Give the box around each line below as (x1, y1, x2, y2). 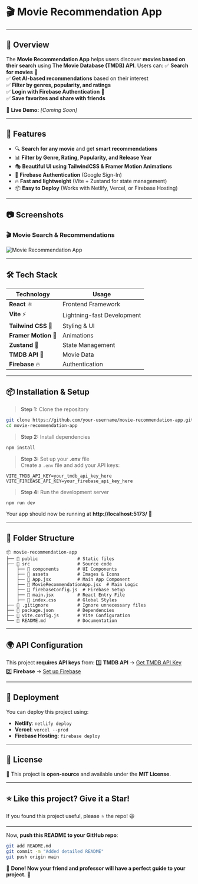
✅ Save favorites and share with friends (6, 94, 106, 101)
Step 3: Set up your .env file (20, 455, 90, 462)
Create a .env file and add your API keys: (20, 461, 120, 469)
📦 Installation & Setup (6, 387, 90, 397)
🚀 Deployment (6, 693, 59, 703)
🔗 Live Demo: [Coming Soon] (6, 106, 78, 113)
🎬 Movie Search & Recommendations (6, 231, 115, 239)
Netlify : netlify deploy (14, 720, 72, 727)
